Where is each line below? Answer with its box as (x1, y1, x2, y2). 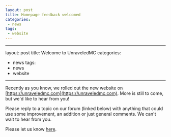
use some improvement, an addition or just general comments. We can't (5, 111, 156, 117)
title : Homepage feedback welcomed (5, 12, 81, 17)
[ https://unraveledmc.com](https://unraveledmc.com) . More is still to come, (5, 90, 164, 96)
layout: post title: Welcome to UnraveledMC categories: (5, 50, 121, 56)
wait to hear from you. (5, 116, 52, 122)
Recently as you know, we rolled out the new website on (5, 85, 123, 91)
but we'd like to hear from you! (5, 96, 70, 101)
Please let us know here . (5, 126, 57, 132)
